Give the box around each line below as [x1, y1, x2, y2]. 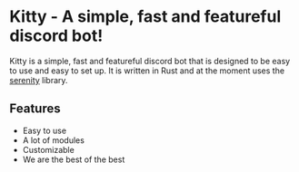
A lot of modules [22, 134, 85, 146]
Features [9, 101, 61, 117]
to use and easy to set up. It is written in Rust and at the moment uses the [9, 65, 284, 76]
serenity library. [9, 74, 68, 85]
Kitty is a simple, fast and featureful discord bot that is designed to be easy [9, 55, 291, 66]
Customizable [22, 144, 75, 155]
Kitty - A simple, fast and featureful [9, 6, 282, 27]
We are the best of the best [22, 154, 125, 165]
